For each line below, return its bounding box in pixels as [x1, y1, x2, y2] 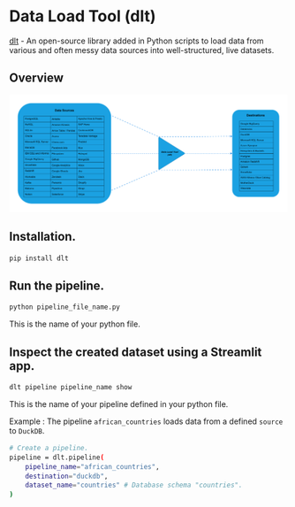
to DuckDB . [9, 425, 45, 435]
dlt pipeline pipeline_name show [9, 383, 132, 392]
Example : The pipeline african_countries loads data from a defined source [9, 416, 284, 426]
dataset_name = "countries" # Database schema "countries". [25, 480, 243, 490]
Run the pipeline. [9, 278, 104, 293]
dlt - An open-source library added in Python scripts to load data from [9, 35, 264, 46]
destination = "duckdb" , [25, 472, 109, 480]
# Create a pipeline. [9, 443, 89, 452]
